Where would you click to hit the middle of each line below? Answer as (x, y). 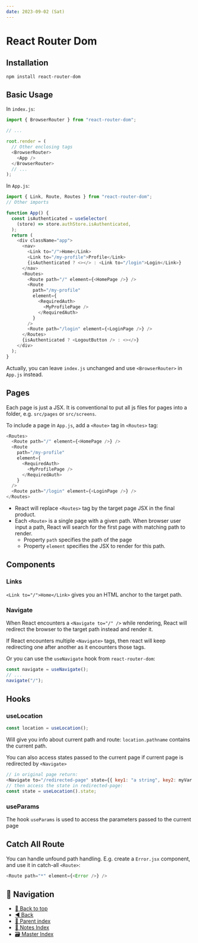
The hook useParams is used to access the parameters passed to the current (99, 819)
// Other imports (28, 203)
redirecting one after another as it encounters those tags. (76, 647)
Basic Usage (30, 95)
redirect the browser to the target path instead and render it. (79, 629)
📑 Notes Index (32, 928)
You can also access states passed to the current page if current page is (95, 758)
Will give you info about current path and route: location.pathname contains (98, 740)
